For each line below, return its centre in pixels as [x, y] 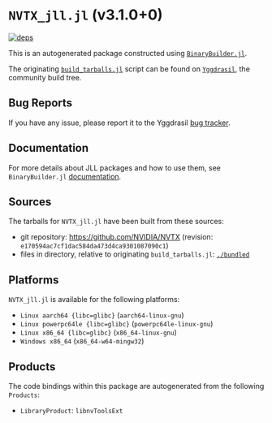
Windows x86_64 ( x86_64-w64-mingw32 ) [82, 341]
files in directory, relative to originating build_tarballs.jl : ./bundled [135, 254]
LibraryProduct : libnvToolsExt [71, 410]
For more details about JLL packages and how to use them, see [115, 167]
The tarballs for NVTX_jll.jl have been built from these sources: [117, 222]
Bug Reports [41, 103]
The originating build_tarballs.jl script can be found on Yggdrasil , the [129, 69]
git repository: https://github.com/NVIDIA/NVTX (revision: [117, 237]
